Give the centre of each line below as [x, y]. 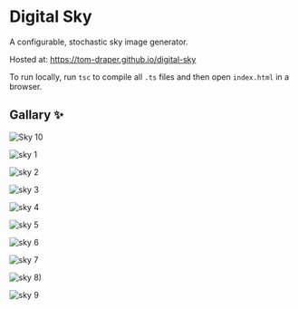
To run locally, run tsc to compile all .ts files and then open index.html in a [149, 77]
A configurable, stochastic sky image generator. [99, 42]
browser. [26, 86]
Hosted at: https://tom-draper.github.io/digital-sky [103, 59]
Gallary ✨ [37, 115]
